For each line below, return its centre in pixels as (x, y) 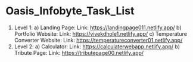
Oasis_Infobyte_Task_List (70, 11)
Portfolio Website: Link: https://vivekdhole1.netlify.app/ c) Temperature (100, 33)
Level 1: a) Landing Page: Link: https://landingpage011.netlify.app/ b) (98, 27)
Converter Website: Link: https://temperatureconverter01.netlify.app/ (98, 40)
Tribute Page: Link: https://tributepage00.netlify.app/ (79, 52)
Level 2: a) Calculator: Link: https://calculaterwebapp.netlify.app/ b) (97, 46)
